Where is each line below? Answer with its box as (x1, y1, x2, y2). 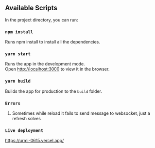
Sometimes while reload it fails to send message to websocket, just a (12, 110, 151, 116)
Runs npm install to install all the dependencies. (5, 39, 101, 45)
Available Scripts (5, 4, 57, 12)
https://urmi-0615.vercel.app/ (5, 138, 64, 144)
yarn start (5, 51, 31, 57)
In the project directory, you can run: (5, 17, 78, 22)
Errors (5, 100, 21, 106)
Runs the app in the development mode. (5, 61, 85, 67)
